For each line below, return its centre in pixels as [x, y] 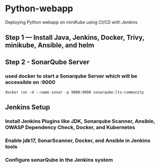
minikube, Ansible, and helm [50, 45]
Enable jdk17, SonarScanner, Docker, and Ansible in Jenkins [78, 140]
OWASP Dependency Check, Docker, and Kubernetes [70, 127]
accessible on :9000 [30, 82]
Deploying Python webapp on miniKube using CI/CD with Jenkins [71, 22]
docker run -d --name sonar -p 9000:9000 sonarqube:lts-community [75, 92]
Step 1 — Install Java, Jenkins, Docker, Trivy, [75, 38]
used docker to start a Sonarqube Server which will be [71, 76]
